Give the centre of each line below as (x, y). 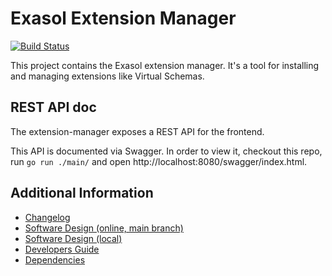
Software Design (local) (73, 238)
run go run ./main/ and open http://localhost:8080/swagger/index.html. (159, 161)
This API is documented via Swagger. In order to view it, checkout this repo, (166, 151)
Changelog (47, 217)
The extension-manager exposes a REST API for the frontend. (137, 131)
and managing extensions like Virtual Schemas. (107, 76)
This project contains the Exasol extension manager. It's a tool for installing (165, 65)
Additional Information (82, 193)
